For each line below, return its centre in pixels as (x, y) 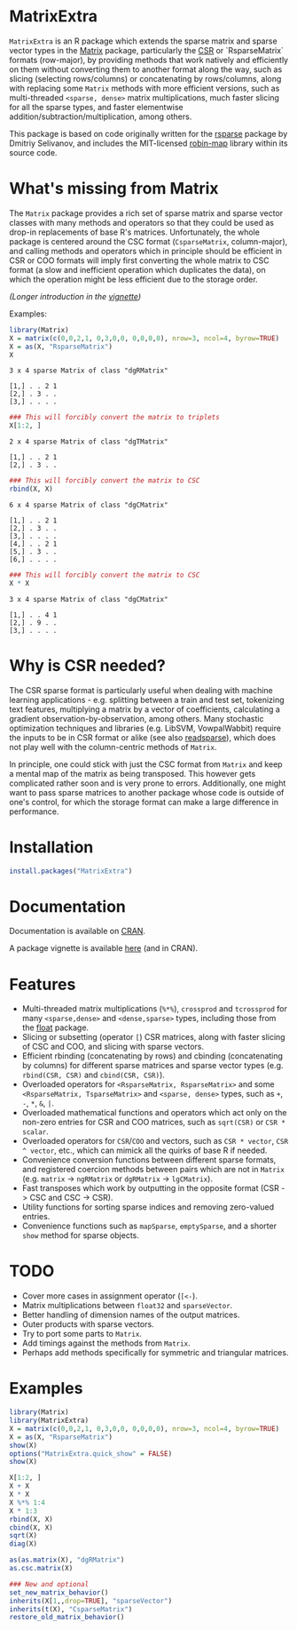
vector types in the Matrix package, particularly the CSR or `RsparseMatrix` (146, 50)
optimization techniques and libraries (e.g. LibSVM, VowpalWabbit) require (145, 728)
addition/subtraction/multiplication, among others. (101, 116)
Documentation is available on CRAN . (78, 931)
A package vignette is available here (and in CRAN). (104, 948)
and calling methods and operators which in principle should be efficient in (145, 251)
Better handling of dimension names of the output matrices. (131, 1315)
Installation (51, 847)
